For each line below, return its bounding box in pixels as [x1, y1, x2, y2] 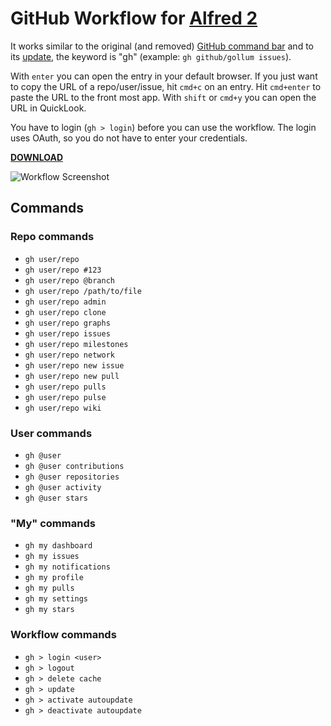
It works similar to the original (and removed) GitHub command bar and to [10, 40, 314, 52]
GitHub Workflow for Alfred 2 [10, 7, 258, 30]
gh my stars [24, 605, 75, 615]
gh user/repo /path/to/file [24, 286, 142, 296]
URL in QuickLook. [10, 102, 87, 114]
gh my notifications [24, 562, 111, 572]
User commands [10, 426, 93, 440]
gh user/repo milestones [24, 339, 129, 349]
